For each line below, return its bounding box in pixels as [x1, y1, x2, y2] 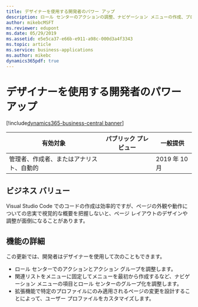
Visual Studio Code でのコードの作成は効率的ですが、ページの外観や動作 [6, 203, 183, 210]
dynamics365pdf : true [6, 58, 60, 64]
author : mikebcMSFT [6, 19, 54, 25]
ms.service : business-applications [6, 47, 94, 53]
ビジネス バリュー [6, 186, 70, 196]
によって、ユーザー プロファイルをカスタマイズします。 [19, 295, 154, 302]
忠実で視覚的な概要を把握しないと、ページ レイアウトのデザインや [26, 210, 188, 217]
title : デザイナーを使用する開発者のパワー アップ [6, 8, 115, 15]
